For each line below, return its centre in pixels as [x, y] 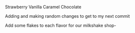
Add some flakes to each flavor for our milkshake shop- [61, 25]
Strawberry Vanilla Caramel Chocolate [43, 7]
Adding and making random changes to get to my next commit [67, 16]
